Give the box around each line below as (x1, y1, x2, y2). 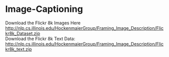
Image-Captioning (5, 3, 83, 15)
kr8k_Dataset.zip (5, 30, 40, 36)
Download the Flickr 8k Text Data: (5, 36, 75, 42)
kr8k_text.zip (5, 46, 32, 52)
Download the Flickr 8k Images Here (5, 20, 81, 26)
